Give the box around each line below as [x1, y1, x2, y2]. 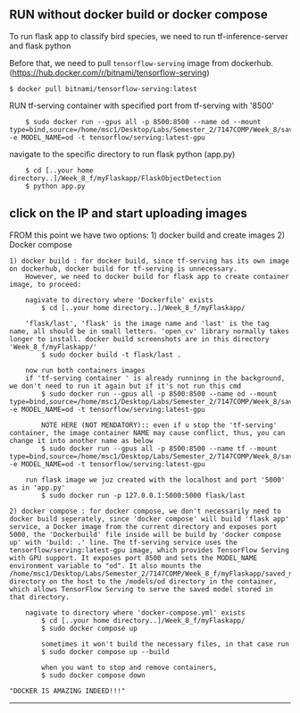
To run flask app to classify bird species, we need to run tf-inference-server [9, 30, 288, 41]
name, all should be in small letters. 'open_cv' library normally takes [9, 326, 290, 336]
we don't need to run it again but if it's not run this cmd [9, 382, 242, 390]
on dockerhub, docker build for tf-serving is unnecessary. [9, 264, 238, 273]
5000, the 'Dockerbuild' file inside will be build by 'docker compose [9, 530, 281, 539]
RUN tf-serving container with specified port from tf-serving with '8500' [9, 100, 275, 111]
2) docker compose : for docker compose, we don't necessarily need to [9, 507, 281, 516]
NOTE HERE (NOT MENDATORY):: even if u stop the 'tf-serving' [41, 420, 278, 430]
